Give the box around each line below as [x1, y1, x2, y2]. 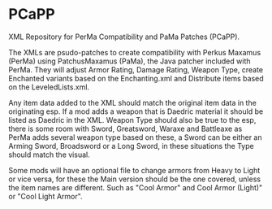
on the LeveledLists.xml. [8, 82, 90, 92]
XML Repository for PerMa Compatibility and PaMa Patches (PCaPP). [8, 32, 240, 41]
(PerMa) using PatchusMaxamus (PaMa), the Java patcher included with [8, 56, 251, 66]
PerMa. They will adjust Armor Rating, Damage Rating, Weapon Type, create [8, 64, 264, 74]
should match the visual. [8, 150, 91, 159]
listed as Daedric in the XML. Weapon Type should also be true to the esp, [8, 115, 257, 124]
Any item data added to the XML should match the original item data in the [8, 98, 257, 107]
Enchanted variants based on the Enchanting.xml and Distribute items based [8, 73, 264, 83]
